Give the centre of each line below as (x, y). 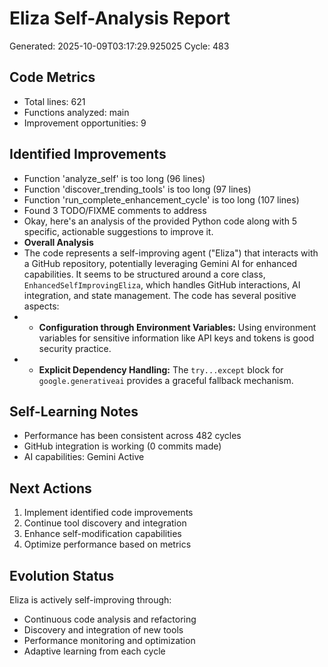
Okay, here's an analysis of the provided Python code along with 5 (160, 221)
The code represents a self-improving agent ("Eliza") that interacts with (171, 253)
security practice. (75, 348)
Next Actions (50, 488)
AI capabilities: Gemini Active (84, 457)
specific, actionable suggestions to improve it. (118, 231)
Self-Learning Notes (74, 411)
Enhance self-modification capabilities (102, 534)
